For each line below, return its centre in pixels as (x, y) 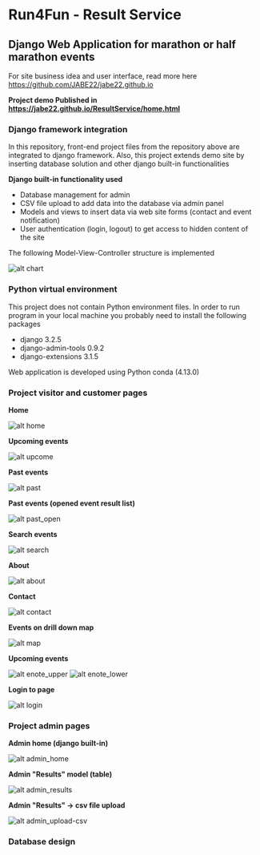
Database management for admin (75, 195)
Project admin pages (49, 725)
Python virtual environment (63, 289)
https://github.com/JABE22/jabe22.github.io (81, 85)
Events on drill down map (51, 627)
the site (32, 237)
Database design (42, 841)
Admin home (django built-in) (58, 744)
